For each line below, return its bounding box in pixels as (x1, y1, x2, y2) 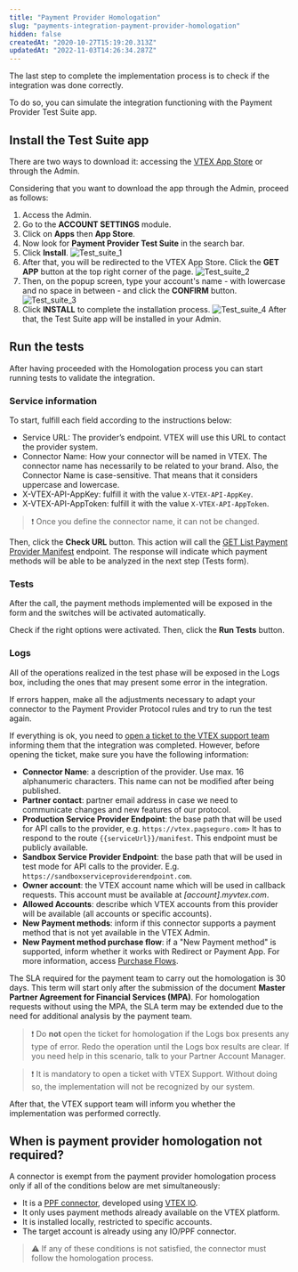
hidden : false (9, 29, 62, 38)
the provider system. (21, 442, 99, 452)
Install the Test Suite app (9, 133, 149, 148)
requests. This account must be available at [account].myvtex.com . (21, 889, 270, 900)
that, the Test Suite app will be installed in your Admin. (21, 313, 221, 324)
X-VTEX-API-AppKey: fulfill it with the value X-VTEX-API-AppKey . (21, 489, 254, 499)
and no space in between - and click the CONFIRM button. (21, 285, 238, 296)
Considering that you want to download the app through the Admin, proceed (9, 182, 289, 193)
